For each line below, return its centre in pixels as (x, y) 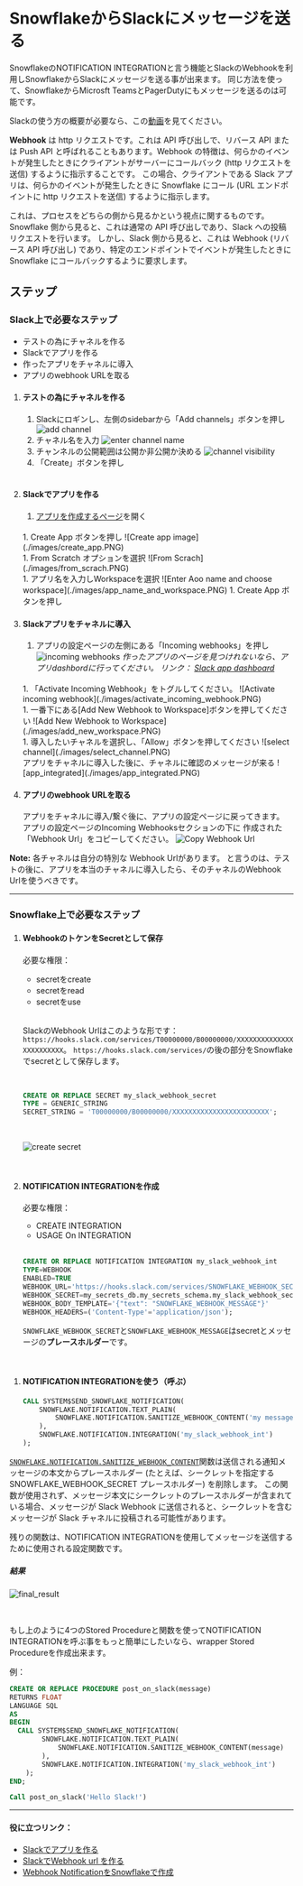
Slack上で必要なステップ (63, 319)
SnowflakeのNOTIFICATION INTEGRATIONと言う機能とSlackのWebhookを (147, 68)
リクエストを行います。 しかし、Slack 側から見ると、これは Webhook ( (141, 238)
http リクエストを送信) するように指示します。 (129, 196)
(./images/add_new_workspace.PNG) (92, 731)
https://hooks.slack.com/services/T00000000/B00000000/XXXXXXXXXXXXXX (158, 1040)
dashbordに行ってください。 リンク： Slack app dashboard (163, 668)
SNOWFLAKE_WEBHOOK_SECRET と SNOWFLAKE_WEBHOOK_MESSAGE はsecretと (145, 1330)
